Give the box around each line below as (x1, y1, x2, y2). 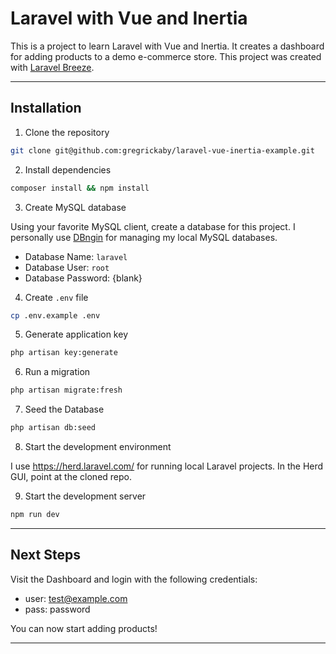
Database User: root (24, 261, 110, 273)
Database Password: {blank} (24, 272, 143, 284)
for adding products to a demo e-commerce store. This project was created (10, 50, 322, 62)
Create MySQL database (24, 201, 127, 213)
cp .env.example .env (10, 310, 101, 321)
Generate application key (24, 328, 128, 341)
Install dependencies (24, 163, 112, 176)
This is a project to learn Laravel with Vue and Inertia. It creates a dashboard (10, 40, 325, 52)
